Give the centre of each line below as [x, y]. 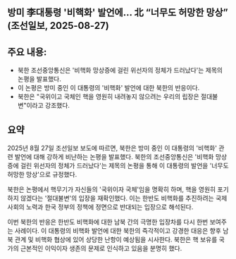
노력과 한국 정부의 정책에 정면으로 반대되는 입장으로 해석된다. [110, 207]
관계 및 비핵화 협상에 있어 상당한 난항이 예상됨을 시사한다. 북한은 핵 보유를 [116, 240]
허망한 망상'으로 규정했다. [42, 175]
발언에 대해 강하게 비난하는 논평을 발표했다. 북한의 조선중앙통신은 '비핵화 [114, 157]
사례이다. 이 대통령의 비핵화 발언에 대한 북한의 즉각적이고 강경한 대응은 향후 [118, 231]
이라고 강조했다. [48, 106]
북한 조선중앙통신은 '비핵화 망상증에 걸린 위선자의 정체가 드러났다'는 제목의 [120, 70]
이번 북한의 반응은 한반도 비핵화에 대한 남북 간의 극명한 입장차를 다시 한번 [108, 222]
